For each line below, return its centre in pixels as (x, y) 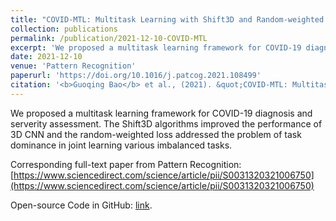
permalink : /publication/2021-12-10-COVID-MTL (109, 38)
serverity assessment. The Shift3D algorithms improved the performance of (166, 123)
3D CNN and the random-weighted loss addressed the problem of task (156, 134)
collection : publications (64, 29)
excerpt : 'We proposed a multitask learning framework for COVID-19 (156, 47)
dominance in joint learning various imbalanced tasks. (121, 145)
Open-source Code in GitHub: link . (81, 205)
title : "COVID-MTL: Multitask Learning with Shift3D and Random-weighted (167, 19)
